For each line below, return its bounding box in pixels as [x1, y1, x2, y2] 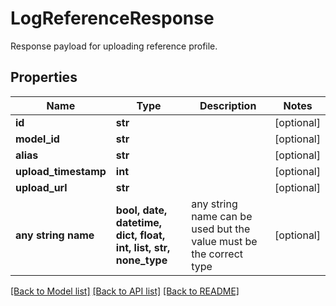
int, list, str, [115, 240, 171, 254]
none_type [115, 253, 168, 267]
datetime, [115, 215, 163, 229]
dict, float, [115, 228, 166, 242]
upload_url [15, 180, 68, 194]
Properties [10, 69, 78, 86]
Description [199, 98, 257, 112]
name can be [191, 209, 253, 223]
